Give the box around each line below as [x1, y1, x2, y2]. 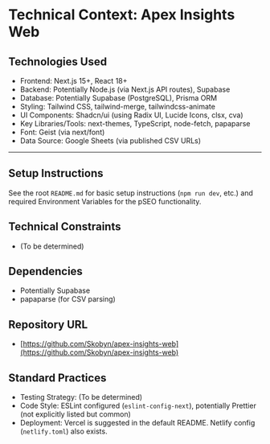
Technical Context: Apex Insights [8, 6, 235, 24]
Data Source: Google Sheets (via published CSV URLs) [19, 136, 202, 146]
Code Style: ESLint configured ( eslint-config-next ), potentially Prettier [19, 401, 257, 411]
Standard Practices [8, 371, 107, 384]
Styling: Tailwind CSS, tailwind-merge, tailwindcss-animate [19, 102, 215, 111]
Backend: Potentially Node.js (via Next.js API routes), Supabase [19, 84, 231, 94]
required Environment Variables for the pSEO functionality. [8, 196, 202, 206]
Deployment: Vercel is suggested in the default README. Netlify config [19, 418, 256, 428]
